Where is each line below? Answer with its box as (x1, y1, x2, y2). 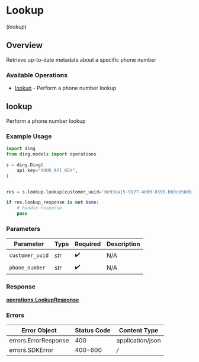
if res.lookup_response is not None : (6, 199, 99, 205)
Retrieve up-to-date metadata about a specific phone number (6, 56, 157, 63)
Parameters (6, 224, 40, 233)
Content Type (118, 326, 159, 334)
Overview (6, 40, 43, 50)
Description (106, 240, 140, 248)
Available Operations (6, 71, 68, 79)
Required (75, 240, 101, 248)
